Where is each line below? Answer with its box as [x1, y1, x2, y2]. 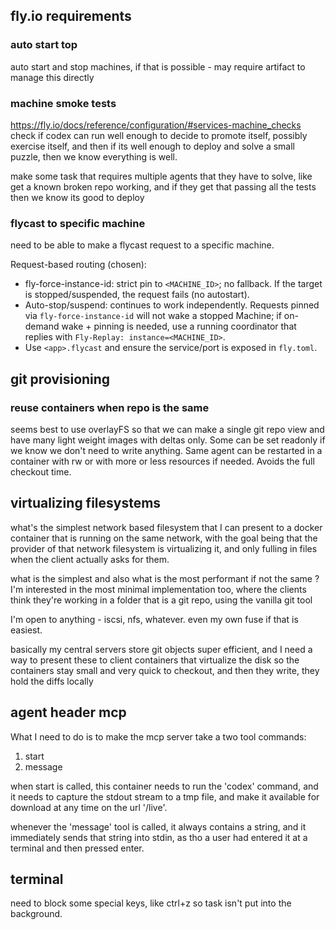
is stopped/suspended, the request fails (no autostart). [24, 289, 250, 301]
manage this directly [10, 71, 95, 83]
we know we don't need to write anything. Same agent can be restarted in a [10, 444, 323, 456]
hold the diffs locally [10, 675, 94, 687]
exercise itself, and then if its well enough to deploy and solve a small [10, 140, 295, 152]
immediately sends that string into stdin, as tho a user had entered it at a [10, 831, 308, 843]
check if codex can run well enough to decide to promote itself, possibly [10, 129, 308, 141]
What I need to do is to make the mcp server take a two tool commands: [10, 730, 307, 743]
